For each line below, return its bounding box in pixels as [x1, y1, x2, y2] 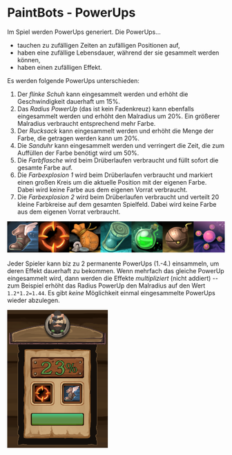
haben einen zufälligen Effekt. [17, 63, 102, 71]
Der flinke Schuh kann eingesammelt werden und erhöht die [17, 90, 188, 98]
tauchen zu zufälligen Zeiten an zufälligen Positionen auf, [17, 41, 180, 49]
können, [17, 55, 41, 64]
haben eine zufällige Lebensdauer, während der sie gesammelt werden [17, 48, 220, 57]
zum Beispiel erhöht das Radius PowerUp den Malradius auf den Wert [7, 281, 206, 290]
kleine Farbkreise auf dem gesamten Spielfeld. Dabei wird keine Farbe [17, 200, 217, 208]
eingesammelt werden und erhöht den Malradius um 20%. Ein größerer [17, 112, 220, 120]
